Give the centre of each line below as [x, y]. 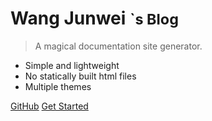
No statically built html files [80, 76]
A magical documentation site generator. [118, 46]
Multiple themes [58, 86]
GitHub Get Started [49, 106]
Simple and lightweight [72, 65]
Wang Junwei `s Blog [94, 18]
